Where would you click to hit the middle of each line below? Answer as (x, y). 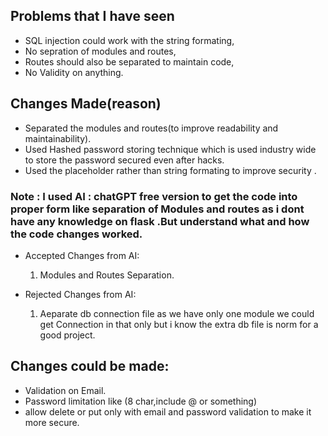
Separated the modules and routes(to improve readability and (151, 128)
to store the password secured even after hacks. (124, 160)
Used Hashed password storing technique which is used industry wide (170, 149)
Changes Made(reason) (86, 104)
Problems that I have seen (92, 16)
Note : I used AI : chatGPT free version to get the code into (154, 196)
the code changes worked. (76, 234)
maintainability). (58, 138)
